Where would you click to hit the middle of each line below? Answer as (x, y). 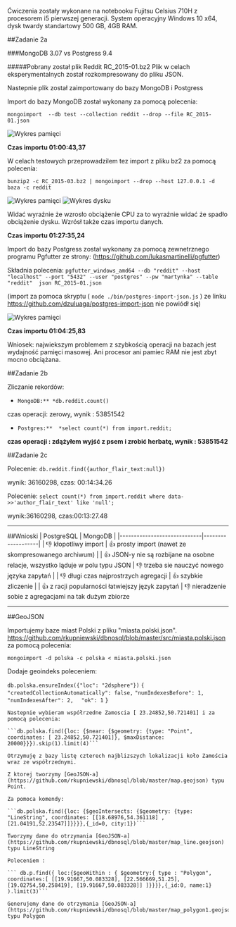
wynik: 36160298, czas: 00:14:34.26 (60, 482)
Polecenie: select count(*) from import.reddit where (86, 496)
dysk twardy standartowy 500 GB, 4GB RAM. (73, 26)
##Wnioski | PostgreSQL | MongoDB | (62, 536)
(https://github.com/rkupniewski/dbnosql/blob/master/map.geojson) (108, 780)
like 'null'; (95, 503)
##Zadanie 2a (27, 39)
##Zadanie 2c (27, 455)
